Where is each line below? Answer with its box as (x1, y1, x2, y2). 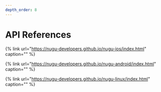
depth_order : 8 (5, 7, 37, 13)
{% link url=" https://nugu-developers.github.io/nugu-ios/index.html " (5, 46, 147, 52)
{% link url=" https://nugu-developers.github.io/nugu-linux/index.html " (5, 76, 150, 82)
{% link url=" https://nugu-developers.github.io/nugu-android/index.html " (5, 61, 156, 67)
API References (5, 29, 71, 40)
